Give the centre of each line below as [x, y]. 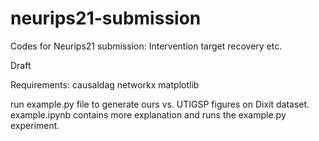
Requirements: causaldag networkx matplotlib [105, 84]
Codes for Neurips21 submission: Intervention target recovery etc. [146, 46]
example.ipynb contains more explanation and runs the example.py [148, 114]
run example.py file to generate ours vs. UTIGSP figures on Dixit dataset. [160, 104]
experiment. [35, 125]
